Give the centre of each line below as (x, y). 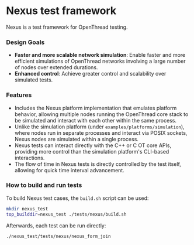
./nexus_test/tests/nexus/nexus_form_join (58, 236)
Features (19, 95)
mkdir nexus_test (27, 209)
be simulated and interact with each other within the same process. (96, 120)
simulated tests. (34, 80)
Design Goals (25, 42)
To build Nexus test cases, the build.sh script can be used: (77, 198)
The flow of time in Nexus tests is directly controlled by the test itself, (98, 164)
